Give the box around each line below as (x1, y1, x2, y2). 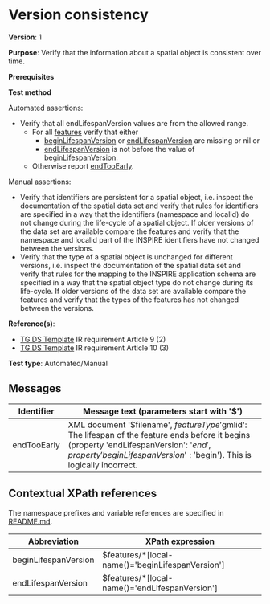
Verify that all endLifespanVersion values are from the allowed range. (19, 118, 249, 128)
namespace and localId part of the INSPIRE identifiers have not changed (19, 235, 260, 244)
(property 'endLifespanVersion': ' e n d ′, (67, 439, 211, 451)
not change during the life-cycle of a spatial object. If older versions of (19, 218, 254, 227)
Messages (8, 382, 62, 395)
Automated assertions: (8, 103, 84, 112)
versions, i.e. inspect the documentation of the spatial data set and (19, 260, 241, 270)
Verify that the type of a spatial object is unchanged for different (19, 251, 233, 262)
